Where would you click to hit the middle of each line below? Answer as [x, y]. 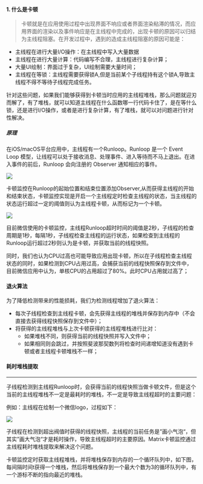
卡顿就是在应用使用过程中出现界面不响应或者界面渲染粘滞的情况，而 [106, 24]
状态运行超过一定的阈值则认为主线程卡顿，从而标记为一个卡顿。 [85, 204]
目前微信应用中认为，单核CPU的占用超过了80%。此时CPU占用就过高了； [98, 271]
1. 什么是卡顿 [22, 9]
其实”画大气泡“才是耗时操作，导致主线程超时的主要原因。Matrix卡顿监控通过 [101, 439]
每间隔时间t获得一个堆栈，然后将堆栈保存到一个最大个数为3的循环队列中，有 [101, 467]
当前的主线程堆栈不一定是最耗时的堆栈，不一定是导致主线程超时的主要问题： [101, 394]
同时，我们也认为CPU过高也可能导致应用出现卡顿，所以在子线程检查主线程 [99, 256]
